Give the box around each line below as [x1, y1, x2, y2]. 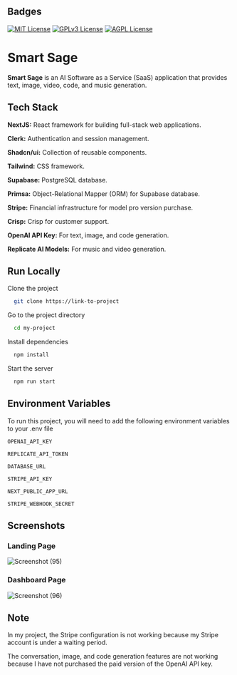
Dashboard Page [7, 575, 66, 585]
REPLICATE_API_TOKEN [7, 450, 69, 458]
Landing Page [7, 541, 56, 551]
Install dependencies [7, 338, 69, 346]
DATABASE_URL [7, 463, 46, 470]
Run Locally [7, 265, 60, 277]
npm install [14, 351, 50, 359]
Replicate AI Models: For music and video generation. [7, 244, 167, 253]
